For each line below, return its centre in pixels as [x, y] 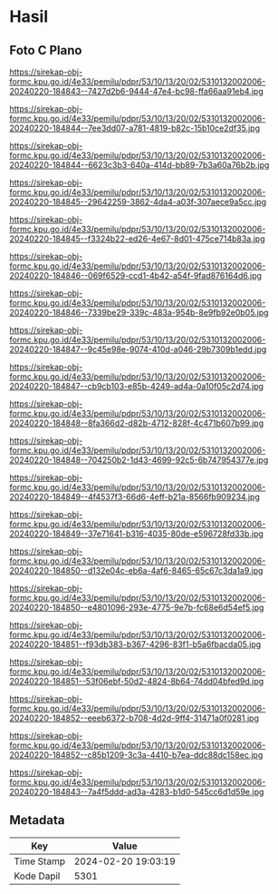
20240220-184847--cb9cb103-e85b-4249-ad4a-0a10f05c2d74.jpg [137, 386]
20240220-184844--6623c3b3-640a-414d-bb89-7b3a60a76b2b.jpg [139, 165]
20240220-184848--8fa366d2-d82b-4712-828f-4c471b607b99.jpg [137, 423]
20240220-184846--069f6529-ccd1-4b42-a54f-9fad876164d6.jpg [136, 275]
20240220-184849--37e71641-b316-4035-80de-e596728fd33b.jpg [137, 534]
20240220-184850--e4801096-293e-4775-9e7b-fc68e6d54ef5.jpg [137, 607]
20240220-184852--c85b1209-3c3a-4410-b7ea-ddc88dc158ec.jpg [136, 755]
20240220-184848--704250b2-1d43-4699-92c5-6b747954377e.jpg [139, 460]
